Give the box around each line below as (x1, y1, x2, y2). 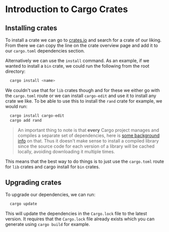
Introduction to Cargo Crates (5, 4, 128, 15)
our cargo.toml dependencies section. (5, 48, 85, 54)
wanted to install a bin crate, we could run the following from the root (5, 63, 150, 69)
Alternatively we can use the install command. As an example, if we (5, 58, 150, 64)
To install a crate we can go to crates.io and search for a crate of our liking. (5, 37, 162, 43)
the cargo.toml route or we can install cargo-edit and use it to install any (5, 92, 156, 99)
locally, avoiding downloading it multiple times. (17, 148, 115, 155)
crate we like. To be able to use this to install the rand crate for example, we (5, 98, 162, 104)
